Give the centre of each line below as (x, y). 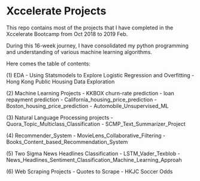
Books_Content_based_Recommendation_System (67, 141)
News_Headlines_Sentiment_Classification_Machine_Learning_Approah (94, 159)
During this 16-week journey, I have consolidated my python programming (97, 46)
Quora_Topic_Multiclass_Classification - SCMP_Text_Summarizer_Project (96, 123)
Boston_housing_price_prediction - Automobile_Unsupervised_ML (87, 105)
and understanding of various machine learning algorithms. (79, 52)
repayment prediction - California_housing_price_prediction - (81, 99)
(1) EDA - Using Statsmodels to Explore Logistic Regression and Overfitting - (100, 75)
